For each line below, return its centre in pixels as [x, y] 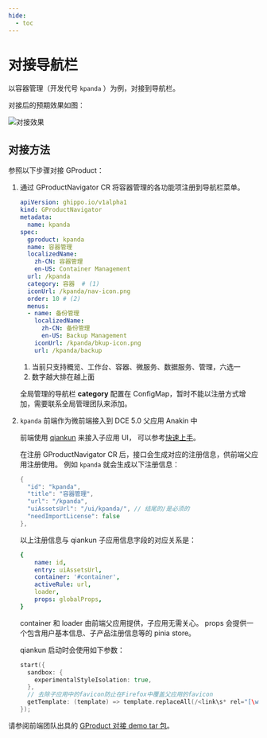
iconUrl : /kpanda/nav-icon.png [79, 291]
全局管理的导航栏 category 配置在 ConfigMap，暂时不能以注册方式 [130, 393]
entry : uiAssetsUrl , [68, 570]
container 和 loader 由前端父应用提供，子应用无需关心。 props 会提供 [133, 623]
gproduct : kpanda [56, 240]
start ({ [32, 665]
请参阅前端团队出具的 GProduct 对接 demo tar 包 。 [91, 725]
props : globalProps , [68, 599]
